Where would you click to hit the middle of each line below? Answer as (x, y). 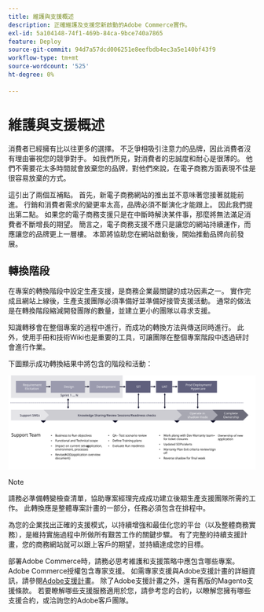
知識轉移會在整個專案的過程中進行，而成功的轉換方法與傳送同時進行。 (122, 328)
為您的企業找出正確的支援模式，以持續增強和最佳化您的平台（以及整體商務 (128, 524)
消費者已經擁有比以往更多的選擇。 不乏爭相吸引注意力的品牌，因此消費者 (126, 148)
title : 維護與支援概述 (41, 16)
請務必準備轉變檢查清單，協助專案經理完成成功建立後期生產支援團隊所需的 (128, 498)
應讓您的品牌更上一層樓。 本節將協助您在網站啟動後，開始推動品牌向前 (123, 234)
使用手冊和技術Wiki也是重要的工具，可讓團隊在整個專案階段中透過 (128, 337)
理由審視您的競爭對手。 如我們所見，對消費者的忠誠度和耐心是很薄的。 (129, 158)
